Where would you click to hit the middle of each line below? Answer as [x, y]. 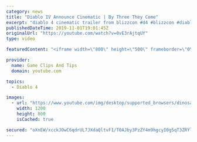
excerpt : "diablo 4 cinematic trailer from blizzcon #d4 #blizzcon [90, 22]
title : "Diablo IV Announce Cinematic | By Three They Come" [82, 17]
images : [16, 97]
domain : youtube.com [36, 71]
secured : [17, 130]
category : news [25, 11]
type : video [21, 39]
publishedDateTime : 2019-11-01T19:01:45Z [57, 28]
